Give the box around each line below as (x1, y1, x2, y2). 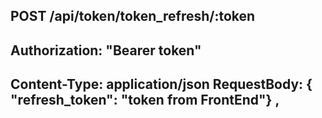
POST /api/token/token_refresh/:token (10, 8, 256, 25)
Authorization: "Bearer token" (10, 42, 202, 59)
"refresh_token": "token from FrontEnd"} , (10, 92, 280, 109)
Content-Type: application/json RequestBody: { (10, 76, 313, 93)
